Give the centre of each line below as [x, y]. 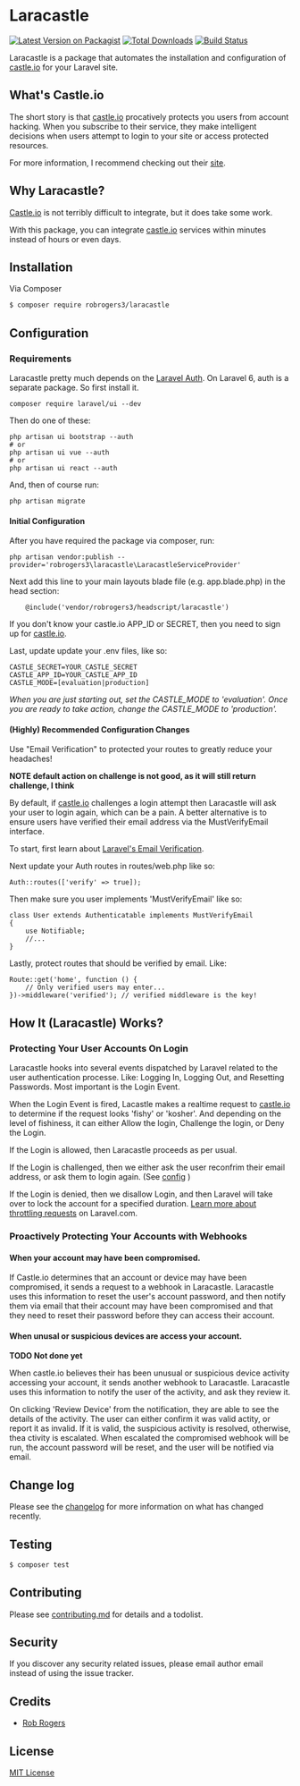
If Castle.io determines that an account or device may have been [128, 1278]
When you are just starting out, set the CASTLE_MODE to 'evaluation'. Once [149, 699]
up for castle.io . [38, 634]
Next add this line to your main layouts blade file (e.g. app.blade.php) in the [147, 581]
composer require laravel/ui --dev [75, 403]
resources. [29, 145]
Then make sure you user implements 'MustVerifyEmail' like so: [126, 899]
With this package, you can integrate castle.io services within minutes [137, 230]
